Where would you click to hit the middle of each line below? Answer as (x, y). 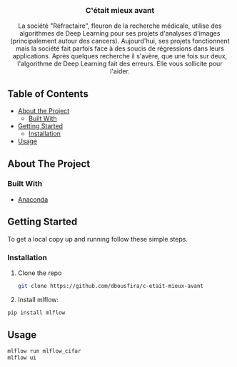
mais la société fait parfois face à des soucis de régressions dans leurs (120, 48)
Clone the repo (40, 273)
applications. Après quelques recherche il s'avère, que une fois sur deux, (120, 56)
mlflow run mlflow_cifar (44, 351)
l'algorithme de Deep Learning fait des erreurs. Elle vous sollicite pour (120, 64)
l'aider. (120, 71)
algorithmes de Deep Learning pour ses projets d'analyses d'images (120, 33)
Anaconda (33, 199)
